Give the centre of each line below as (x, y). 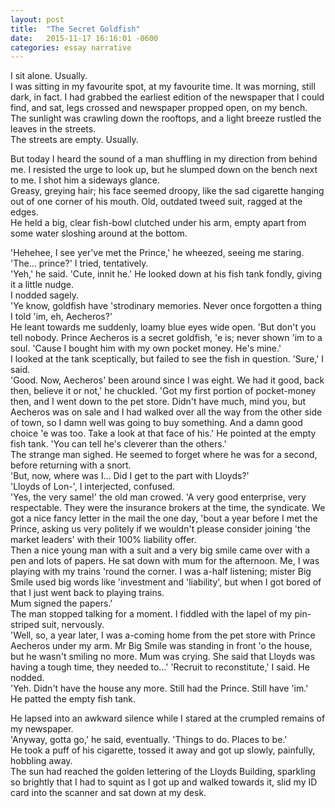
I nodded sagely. (44, 295)
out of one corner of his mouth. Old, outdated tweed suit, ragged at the (156, 202)
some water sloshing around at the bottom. (99, 233)
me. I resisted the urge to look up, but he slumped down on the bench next (164, 170)
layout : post (37, 19)
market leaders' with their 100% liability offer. (103, 540)
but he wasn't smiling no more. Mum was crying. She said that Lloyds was (163, 657)
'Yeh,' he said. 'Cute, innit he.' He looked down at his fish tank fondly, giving (166, 274)
